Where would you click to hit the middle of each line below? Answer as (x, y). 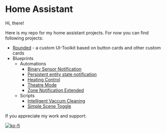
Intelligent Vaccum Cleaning (56, 100)
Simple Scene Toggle (49, 106)
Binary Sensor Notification (54, 69)
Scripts (27, 95)
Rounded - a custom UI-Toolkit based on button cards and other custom (86, 47)
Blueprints (23, 58)
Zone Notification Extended (55, 90)
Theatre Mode (42, 85)
